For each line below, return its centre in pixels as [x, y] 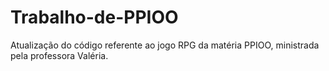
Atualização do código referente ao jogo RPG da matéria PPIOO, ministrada [165, 45]
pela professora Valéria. [59, 55]
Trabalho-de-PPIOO [94, 17]
